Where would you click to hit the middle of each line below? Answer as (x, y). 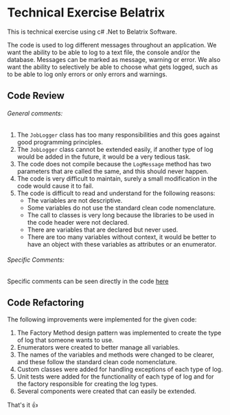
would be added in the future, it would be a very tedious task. (104, 157)
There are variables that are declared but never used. (103, 229)
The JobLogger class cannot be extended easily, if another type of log (115, 149)
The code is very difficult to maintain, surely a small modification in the (117, 178)
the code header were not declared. (78, 222)
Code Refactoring (46, 303)
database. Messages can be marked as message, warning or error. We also (114, 59)
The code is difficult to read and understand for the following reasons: (116, 193)
